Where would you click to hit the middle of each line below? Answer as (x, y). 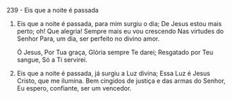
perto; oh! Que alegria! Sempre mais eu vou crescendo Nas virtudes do (120, 31)
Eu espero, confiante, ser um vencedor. (74, 88)
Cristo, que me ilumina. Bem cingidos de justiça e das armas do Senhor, (121, 81)
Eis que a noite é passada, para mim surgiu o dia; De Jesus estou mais (119, 24)
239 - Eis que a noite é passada (53, 10)
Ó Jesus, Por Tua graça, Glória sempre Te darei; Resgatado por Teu (115, 52)
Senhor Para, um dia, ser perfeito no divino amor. (88, 39)
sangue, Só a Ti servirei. (52, 60)
